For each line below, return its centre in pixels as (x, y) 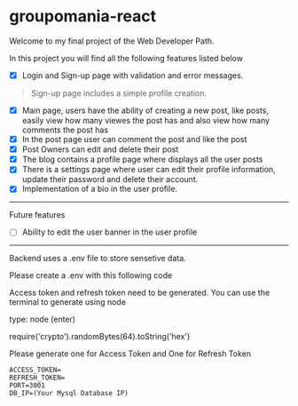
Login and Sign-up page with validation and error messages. (133, 75)
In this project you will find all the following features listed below (126, 58)
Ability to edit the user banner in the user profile (110, 232)
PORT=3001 (27, 386)
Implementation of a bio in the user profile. (100, 189)
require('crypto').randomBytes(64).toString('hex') (100, 337)
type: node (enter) (43, 319)
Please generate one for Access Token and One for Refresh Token (130, 354)
